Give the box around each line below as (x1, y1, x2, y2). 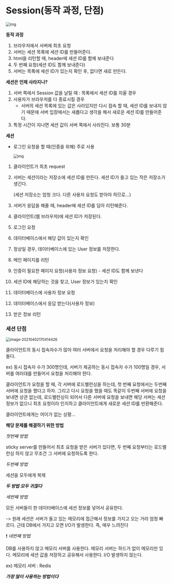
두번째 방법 (6, 461, 28, 467)
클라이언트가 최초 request (13, 163, 66, 169)
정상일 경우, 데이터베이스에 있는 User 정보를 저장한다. (13, 246, 121, 252)
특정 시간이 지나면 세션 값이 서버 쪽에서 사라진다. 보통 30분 (13, 121, 131, 128)
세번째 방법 (6, 494, 28, 500)
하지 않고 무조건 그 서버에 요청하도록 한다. (15, 450, 99, 457)
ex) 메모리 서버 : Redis (6, 563, 52, 569)
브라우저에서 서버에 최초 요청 (13, 42, 71, 49)
